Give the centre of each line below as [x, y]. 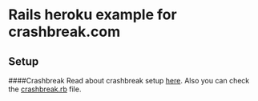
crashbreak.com [64, 32]
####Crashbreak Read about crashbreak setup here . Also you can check [129, 81]
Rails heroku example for [93, 15]
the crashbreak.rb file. [45, 89]
